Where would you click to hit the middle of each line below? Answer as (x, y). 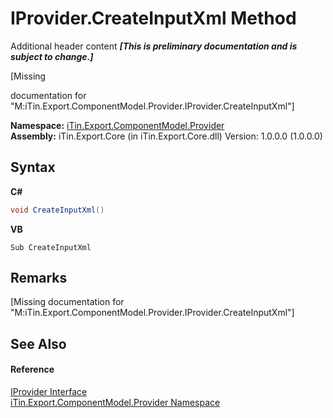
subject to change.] (52, 56)
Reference (32, 369)
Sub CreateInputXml (51, 247)
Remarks (39, 278)
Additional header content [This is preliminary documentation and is (154, 46)
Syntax (33, 167)
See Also (38, 343)
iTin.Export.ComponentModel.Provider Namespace (115, 403)
